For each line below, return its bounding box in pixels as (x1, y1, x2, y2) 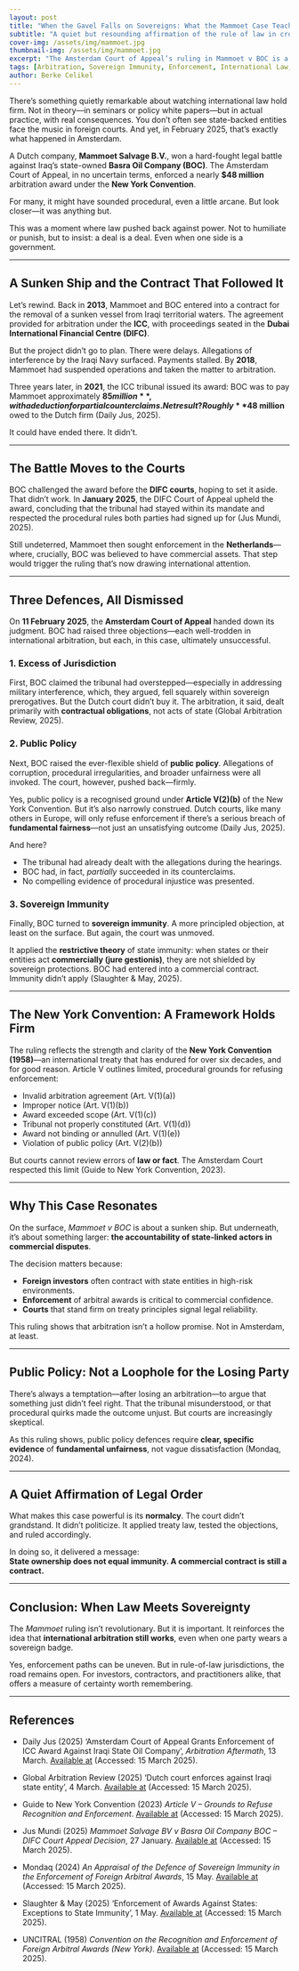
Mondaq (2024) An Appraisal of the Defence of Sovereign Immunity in (21, 1862, 280, 1872)
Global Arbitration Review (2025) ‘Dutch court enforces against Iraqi (21, 1772, 272, 1782)
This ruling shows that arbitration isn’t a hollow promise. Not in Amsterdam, (9, 1321, 285, 1331)
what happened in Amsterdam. (9, 133, 122, 143)
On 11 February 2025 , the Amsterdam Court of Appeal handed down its (9, 616, 275, 627)
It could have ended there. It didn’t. (9, 426, 138, 437)
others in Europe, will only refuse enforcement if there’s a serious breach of (9, 812, 287, 823)
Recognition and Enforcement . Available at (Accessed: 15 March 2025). (21, 1808, 284, 1819)
